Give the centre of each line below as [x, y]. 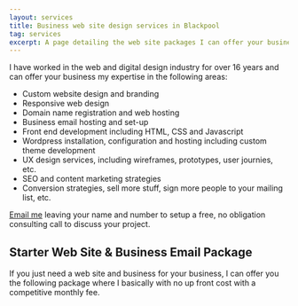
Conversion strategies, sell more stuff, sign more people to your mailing [153, 188]
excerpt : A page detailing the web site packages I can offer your [137, 42]
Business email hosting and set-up [85, 122]
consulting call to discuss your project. [80, 224]
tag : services [35, 34]
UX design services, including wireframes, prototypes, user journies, [147, 160]
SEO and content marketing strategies [91, 179]
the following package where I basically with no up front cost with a [133, 283]
